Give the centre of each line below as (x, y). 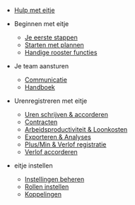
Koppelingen (43, 194)
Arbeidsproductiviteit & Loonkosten (76, 129)
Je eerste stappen (51, 37)
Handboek (40, 87)
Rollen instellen (47, 187)
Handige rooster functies (61, 52)
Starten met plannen (54, 45)
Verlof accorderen (51, 152)
